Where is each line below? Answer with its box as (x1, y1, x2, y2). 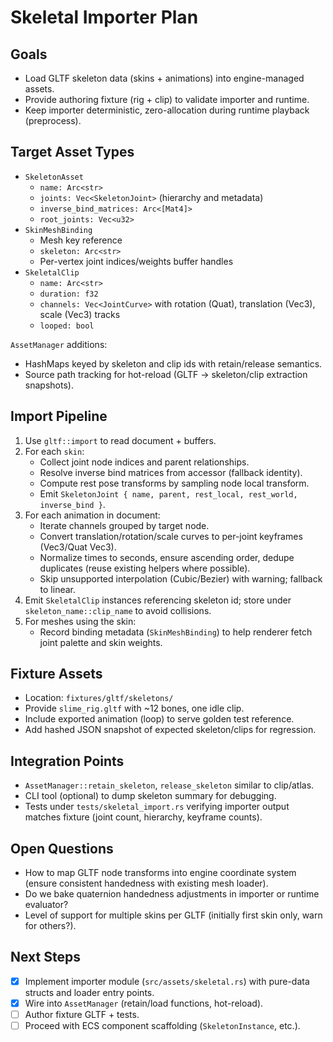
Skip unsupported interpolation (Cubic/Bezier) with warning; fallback (39, 572, 323, 585)
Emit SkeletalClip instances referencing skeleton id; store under (24, 594, 292, 606)
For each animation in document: (24, 509, 161, 521)
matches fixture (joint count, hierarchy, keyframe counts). (24, 811, 263, 823)
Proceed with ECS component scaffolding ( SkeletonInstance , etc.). (24, 1020, 301, 1032)
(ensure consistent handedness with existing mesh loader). (24, 877, 269, 890)
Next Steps (10, 949, 81, 966)
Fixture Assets (10, 666, 103, 683)
